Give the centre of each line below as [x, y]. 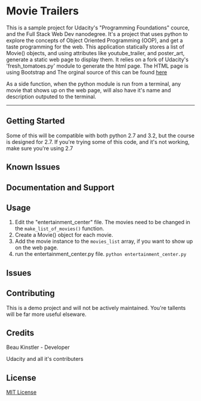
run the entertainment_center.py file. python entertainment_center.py [100, 254]
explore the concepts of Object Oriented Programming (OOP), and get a [95, 40]
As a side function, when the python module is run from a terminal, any [94, 84]
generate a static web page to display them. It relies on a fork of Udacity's [98, 59]
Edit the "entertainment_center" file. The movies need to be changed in [102, 222]
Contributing [31, 293]
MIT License [22, 392]
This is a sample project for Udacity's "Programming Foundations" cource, [98, 28]
